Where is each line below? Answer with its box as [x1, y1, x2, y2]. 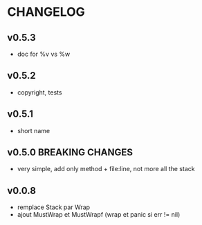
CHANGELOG [7, 4, 85, 20]
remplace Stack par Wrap [17, 203, 91, 211]
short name [17, 126, 50, 135]
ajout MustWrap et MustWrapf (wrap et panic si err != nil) [17, 211, 181, 219]
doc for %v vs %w [17, 50, 71, 58]
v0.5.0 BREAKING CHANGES [7, 146, 134, 159]
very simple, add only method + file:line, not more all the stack [17, 165, 195, 173]
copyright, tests [17, 88, 62, 97]
